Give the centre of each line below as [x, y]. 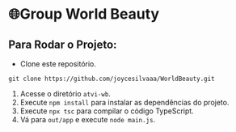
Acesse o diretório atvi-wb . [65, 94]
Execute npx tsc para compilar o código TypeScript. [107, 111]
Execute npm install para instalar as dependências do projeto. [124, 102]
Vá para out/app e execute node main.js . [88, 119]
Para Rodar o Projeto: [63, 44]
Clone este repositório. [58, 64]
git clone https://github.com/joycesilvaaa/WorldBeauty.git [112, 79]
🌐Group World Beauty [84, 14]
